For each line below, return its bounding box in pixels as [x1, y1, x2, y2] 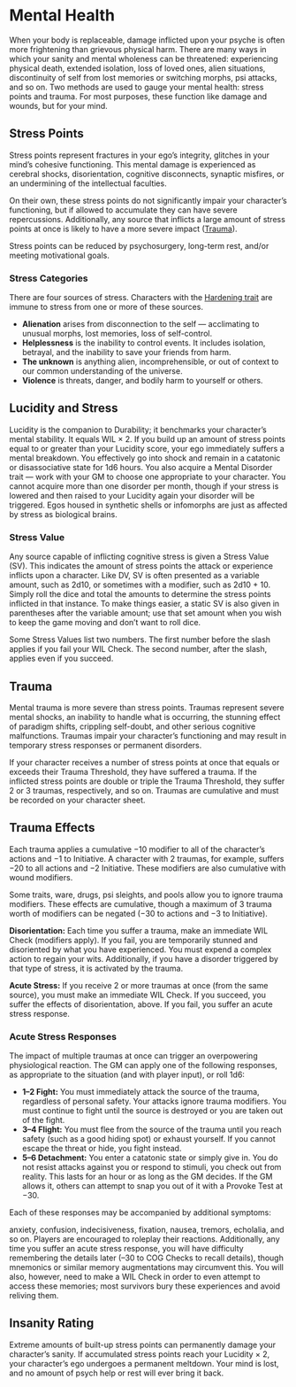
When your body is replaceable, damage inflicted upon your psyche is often [9, 35, 285, 45]
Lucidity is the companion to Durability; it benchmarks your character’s [9, 424, 267, 435]
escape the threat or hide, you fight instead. [21, 1143, 182, 1154]
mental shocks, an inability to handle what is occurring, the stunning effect [9, 711, 281, 722]
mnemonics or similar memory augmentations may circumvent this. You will [9, 1262, 285, 1273]
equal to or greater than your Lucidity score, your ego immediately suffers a [9, 443, 285, 453]
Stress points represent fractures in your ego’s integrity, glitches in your [9, 150, 270, 160]
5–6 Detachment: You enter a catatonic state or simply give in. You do [21, 1152, 278, 1163]
